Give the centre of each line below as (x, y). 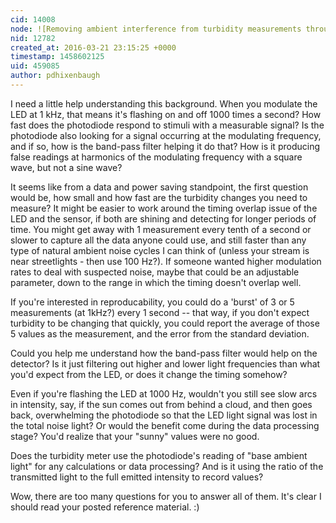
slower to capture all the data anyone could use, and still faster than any (158, 240)
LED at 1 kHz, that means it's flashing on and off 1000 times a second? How (166, 114)
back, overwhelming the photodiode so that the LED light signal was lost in (164, 415)
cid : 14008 (33, 19)
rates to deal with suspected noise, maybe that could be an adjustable (155, 272)
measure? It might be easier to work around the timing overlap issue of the (164, 208)
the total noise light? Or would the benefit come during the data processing (165, 425)
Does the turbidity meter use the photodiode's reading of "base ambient (159, 455)
